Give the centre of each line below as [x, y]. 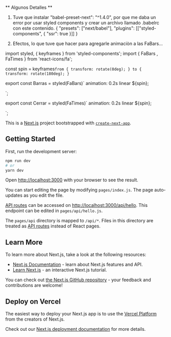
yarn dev [15, 170]
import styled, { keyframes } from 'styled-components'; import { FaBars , [82, 54]
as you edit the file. [44, 195]
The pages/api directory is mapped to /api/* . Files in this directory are [79, 221]
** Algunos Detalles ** [29, 7]
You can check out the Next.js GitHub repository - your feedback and [78, 280]
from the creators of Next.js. [35, 319]
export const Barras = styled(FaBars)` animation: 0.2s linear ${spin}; [77, 83]
